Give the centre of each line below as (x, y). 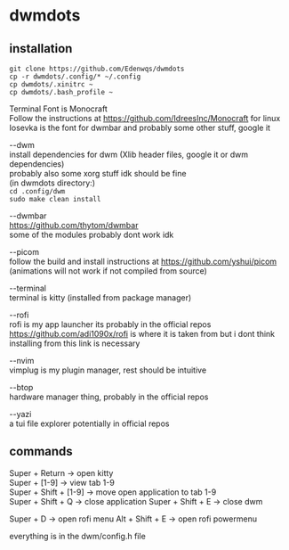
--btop (21, 387)
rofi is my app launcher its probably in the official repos (110, 324)
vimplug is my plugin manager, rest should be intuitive (108, 370)
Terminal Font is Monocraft (59, 109)
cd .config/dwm (37, 192)
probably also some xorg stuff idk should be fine (98, 173)
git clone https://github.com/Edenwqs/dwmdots (97, 69)
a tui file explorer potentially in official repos (89, 423)
